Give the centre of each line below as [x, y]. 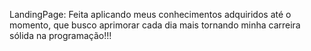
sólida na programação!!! [60, 35]
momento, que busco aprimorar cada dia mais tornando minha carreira [155, 25]
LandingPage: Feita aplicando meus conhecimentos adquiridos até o [150, 14]
